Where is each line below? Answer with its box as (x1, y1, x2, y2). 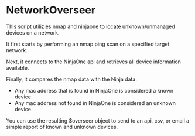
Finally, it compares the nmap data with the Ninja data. (6, 76, 138, 83)
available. (6, 64, 29, 71)
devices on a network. (6, 29, 60, 36)
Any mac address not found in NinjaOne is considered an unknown (14, 99, 176, 106)
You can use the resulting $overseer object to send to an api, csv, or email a (6, 117, 190, 124)
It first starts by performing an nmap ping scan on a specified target (6, 40, 170, 47)
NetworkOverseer (6, 4, 95, 17)
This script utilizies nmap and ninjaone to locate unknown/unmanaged (6, 23, 176, 30)
